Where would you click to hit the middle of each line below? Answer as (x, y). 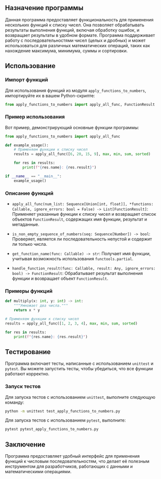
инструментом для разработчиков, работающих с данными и (69, 466)
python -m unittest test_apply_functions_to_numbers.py (63, 411)
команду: (15, 402)
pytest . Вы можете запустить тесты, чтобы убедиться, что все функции (79, 369)
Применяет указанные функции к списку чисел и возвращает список (84, 214)
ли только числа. (30, 244)
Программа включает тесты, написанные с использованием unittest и (79, 363)
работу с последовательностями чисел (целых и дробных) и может (75, 40)
